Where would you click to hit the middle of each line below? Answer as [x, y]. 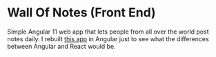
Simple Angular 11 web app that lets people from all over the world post [108, 32]
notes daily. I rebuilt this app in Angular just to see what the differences [108, 38]
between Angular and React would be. [61, 46]
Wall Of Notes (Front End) [82, 13]
